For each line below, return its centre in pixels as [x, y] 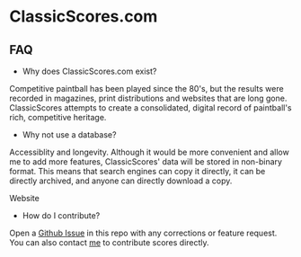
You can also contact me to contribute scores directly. [109, 243]
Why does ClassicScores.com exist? [89, 71]
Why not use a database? [69, 135]
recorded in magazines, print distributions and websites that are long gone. [148, 98]
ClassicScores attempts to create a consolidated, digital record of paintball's [150, 108]
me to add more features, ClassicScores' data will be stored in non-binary [146, 162]
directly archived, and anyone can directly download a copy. [121, 181]
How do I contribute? [61, 216]
